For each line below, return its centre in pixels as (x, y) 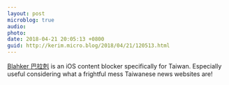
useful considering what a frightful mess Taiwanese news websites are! (110, 74)
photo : (17, 33)
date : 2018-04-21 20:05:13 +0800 (56, 39)
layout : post (26, 13)
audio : (17, 26)
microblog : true (31, 20)
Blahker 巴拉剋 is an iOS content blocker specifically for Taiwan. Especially (114, 66)
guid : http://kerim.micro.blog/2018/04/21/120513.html (89, 46)
